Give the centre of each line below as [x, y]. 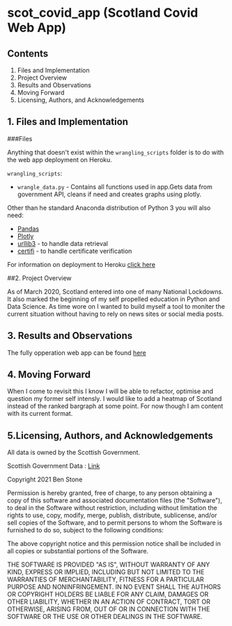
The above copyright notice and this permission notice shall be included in [114, 544]
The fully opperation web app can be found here [77, 352]
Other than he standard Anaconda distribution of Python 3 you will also [109, 208]
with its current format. [40, 414]
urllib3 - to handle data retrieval [62, 243]
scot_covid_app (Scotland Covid [103, 13]
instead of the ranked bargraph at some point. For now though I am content [115, 406]
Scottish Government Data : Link [54, 466]
